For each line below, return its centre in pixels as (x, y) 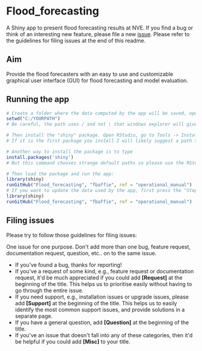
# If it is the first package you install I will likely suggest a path (99, 141)
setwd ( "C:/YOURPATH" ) (33, 119)
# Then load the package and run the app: (60, 174)
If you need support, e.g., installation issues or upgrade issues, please (102, 297)
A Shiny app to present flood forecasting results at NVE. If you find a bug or (100, 28)
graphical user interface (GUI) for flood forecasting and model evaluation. (97, 80)
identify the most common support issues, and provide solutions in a (100, 309)
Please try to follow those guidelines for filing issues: (72, 235)
